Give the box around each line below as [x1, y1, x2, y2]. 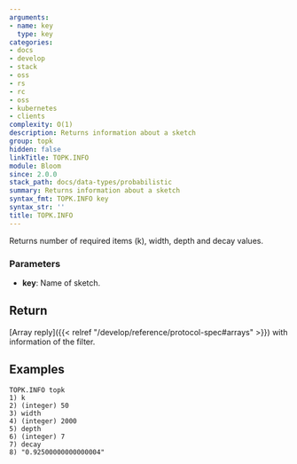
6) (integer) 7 [9, 432, 66, 441]
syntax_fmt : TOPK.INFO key [9, 194, 109, 204]
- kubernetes [9, 104, 58, 113]
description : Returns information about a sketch [9, 129, 197, 138]
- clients [9, 112, 46, 121]
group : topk [9, 137, 53, 145]
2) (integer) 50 [9, 401, 69, 410]
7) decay [9, 440, 42, 449]
